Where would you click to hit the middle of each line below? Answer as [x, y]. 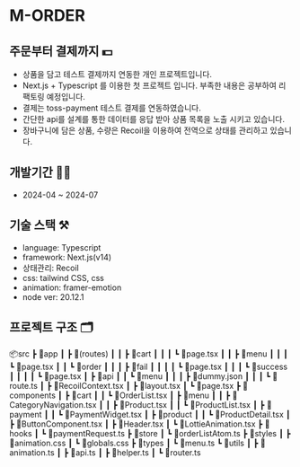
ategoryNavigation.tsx [53, 405]
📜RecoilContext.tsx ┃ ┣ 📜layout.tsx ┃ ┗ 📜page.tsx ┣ [147, 386]
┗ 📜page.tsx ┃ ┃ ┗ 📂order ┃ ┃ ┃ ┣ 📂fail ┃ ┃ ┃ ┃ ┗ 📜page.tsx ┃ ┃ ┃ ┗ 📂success [149, 367]
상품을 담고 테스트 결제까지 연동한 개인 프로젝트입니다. [117, 74]
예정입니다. [66, 97]
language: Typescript [62, 247]
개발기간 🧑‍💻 [40, 173]
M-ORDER [47, 16]
